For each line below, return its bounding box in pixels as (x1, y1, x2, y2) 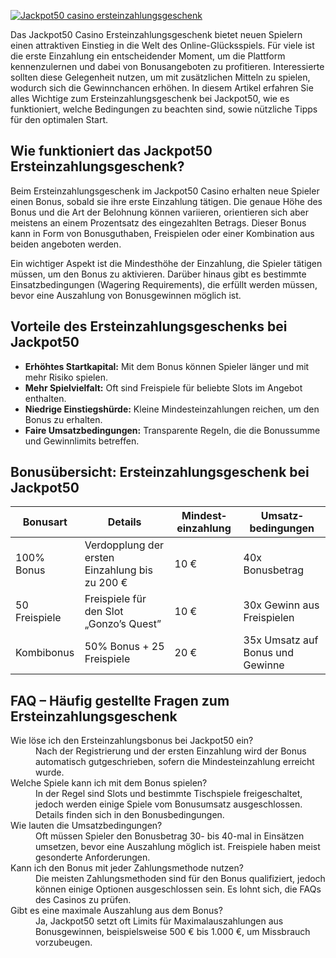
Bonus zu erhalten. (24, 413, 103, 425)
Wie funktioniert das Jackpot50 (10, 143, 213, 160)
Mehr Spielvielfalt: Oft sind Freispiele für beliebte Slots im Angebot (24, 381, 303, 394)
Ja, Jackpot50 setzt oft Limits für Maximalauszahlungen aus (35, 915, 284, 927)
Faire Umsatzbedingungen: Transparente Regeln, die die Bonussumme (24, 424, 321, 436)
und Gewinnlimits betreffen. (24, 435, 140, 447)
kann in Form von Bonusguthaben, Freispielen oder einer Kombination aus (10, 227, 315, 239)
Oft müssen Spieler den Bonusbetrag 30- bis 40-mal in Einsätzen (35, 830, 305, 842)
